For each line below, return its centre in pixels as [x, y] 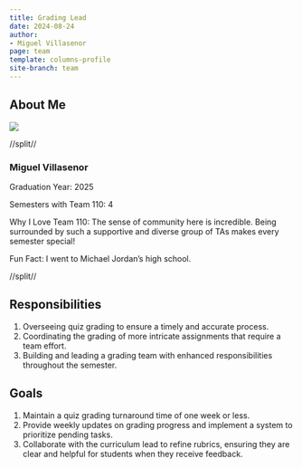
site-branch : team [44, 69]
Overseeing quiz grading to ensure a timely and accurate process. [146, 326]
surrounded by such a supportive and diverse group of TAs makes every [144, 231]
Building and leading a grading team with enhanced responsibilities [147, 355]
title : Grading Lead [48, 18]
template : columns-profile [60, 60]
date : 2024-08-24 [42, 26]
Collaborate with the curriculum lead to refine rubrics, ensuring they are [156, 444]
